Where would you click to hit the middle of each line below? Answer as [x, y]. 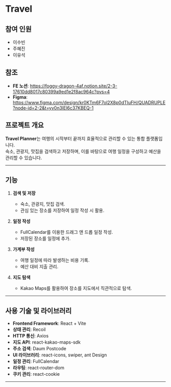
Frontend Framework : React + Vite [49, 323]
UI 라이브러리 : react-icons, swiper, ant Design [60, 355]
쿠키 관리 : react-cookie [36, 374]
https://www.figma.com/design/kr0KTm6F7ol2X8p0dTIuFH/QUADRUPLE [89, 102]
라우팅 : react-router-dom [38, 368]
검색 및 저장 [24, 193]
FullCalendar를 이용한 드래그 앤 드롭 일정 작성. [67, 232]
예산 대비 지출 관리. [39, 267]
